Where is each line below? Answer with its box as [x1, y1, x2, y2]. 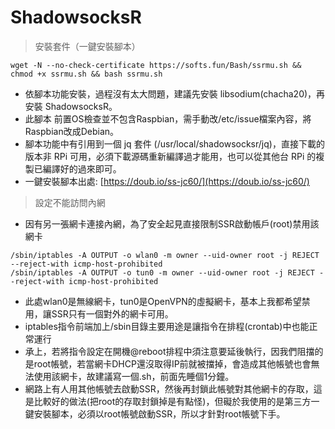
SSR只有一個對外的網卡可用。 [51, 307, 174, 320]
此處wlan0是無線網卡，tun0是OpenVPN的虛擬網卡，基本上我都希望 [24, 295, 302, 307]
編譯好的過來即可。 [42, 162, 122, 175]
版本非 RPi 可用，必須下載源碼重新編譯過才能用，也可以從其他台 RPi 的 [24, 150, 317, 162]
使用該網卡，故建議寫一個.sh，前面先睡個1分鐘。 [33, 370, 235, 382]
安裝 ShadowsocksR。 [24, 100, 118, 112]
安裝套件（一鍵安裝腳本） [34, 40, 141, 52]
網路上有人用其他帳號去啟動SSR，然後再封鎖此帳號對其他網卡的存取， [24, 382, 314, 395]
